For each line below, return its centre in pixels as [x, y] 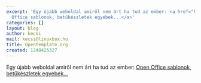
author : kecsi [24, 34]
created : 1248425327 [32, 50]
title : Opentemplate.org [37, 45]
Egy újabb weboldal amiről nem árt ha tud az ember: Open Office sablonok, [99, 67]
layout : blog [22, 28]
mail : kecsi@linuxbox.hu [37, 39]
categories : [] [25, 23]
